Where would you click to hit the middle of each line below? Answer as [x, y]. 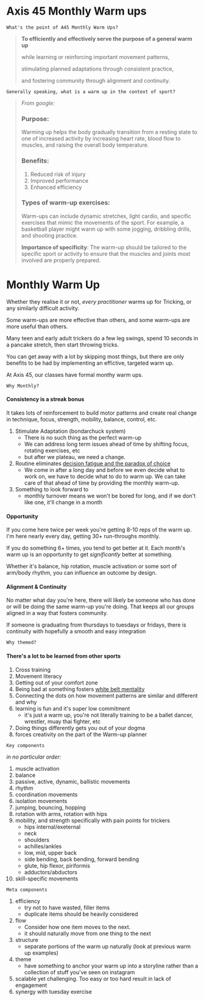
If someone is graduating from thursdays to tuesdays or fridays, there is [97, 625]
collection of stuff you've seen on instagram [79, 972]
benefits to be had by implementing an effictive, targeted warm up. [90, 363]
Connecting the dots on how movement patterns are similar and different [106, 695]
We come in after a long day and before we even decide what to [104, 469]
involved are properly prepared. [61, 260]
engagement [31, 985]
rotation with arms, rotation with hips [61, 813]
